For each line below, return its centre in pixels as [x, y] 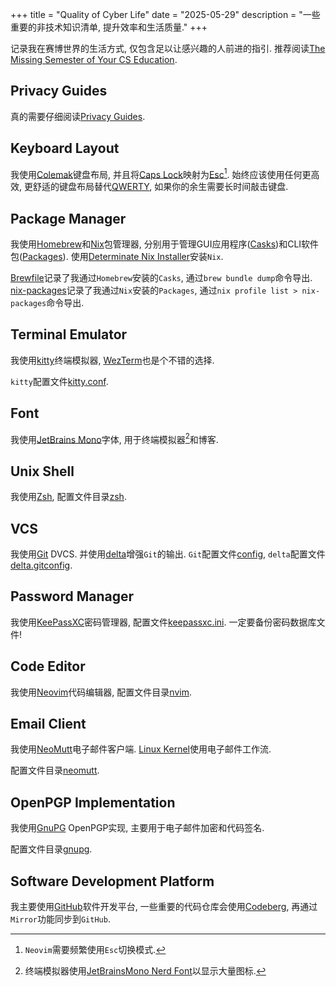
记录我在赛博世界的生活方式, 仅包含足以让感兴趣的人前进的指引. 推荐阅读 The [168, 48]
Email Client [48, 724]
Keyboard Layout [65, 148]
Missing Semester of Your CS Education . [94, 59]
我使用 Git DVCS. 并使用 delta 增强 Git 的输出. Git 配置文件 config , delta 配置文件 [168, 554]
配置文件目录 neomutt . [55, 770]
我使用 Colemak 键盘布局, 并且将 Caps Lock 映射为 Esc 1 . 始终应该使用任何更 [161, 173]
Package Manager [68, 218]
